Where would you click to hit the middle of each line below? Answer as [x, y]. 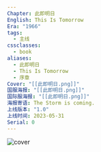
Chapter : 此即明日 [31, 13]
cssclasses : [24, 45]
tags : [15, 33]
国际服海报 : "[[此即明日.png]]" [48, 97]
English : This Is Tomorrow [45, 20]
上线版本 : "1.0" [28, 109]
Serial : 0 [21, 122]
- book [23, 52]
